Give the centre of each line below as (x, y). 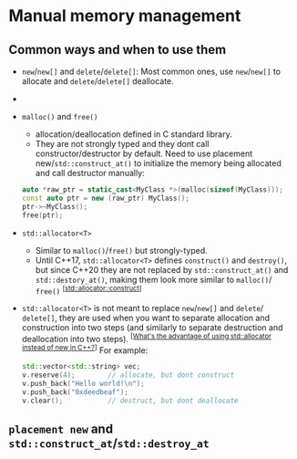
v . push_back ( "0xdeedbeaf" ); (75, 392)
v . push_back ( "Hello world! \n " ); (83, 384)
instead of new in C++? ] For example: (85, 349)
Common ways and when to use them (118, 50)
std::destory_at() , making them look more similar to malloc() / (154, 279)
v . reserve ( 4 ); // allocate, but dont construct (128, 375)
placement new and (61, 429)
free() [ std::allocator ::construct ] (88, 290)
